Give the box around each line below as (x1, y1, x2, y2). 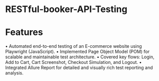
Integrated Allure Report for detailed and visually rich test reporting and (5, 64, 153, 71)
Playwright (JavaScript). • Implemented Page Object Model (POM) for (5, 49, 150, 55)
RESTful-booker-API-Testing (5, 4, 127, 15)
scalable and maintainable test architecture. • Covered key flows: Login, (5, 54, 154, 60)
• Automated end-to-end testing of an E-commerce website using (5, 43, 142, 49)
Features (5, 27, 43, 38)
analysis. (5, 70, 24, 76)
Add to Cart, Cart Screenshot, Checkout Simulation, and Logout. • (5, 59, 142, 65)
